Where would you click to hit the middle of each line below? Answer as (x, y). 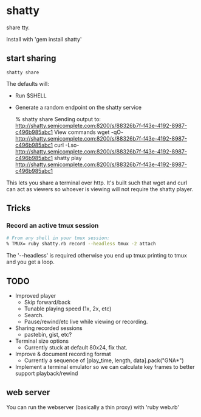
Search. (34, 315)
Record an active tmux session (53, 226)
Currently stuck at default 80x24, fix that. (76, 347)
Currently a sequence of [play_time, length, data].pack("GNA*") (104, 360)
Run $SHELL (31, 96)
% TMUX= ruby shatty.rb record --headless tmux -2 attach (81, 244)
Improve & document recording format (63, 354)
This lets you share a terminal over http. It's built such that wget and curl (97, 183)
